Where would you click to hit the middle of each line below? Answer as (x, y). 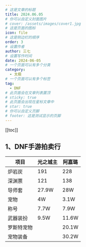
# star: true (19, 107)
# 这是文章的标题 (20, 10)
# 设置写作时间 (19, 56)
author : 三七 (18, 51)
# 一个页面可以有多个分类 (28, 65)
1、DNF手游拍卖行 (33, 147)
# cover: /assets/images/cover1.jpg (43, 24)
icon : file (16, 33)
